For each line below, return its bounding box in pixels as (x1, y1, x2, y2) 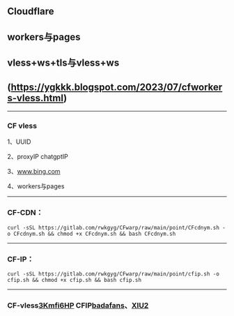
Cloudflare (7, 6, 54, 17)
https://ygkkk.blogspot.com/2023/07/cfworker (10, 81, 223, 93)
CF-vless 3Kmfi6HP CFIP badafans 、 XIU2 (7, 300, 149, 310)
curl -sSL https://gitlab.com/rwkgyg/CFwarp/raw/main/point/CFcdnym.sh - (7, 224, 226, 231)
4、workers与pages (7, 182, 65, 190)
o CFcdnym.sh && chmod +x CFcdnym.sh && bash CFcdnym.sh (7, 230, 176, 237)
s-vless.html (7, 92, 64, 104)
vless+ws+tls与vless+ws (7, 57, 120, 69)
